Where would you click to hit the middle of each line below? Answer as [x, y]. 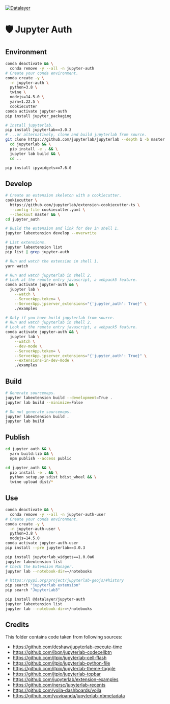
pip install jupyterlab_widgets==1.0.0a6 [50, 557]
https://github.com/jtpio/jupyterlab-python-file [61, 663]
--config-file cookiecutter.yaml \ [48, 210]
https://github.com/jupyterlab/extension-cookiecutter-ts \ [75, 205]
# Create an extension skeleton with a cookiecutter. [64, 195]
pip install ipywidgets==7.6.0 [38, 168]
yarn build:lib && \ [32, 454]
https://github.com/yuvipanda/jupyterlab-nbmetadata [69, 696]
